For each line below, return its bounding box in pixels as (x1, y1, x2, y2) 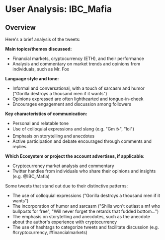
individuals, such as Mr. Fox (12, 66, 70, 72)
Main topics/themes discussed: (5, 46, 72, 52)
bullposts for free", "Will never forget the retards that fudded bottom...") (12, 208, 159, 214)
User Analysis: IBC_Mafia (5, 3, 112, 15)
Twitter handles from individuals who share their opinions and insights (12, 168, 156, 174)
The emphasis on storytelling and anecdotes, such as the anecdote (12, 214, 151, 219)
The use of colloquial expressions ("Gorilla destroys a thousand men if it (12, 192, 161, 198)
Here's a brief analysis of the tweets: (5, 36, 81, 42)
